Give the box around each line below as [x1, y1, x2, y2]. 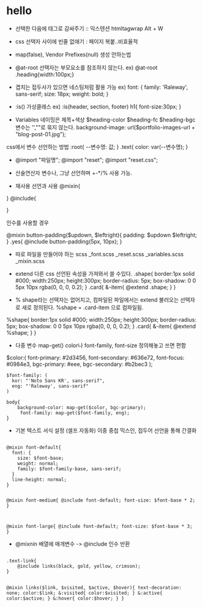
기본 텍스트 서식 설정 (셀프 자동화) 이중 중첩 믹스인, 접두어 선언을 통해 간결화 [15, 427, 197, 434]
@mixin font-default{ [6, 444, 62, 451]
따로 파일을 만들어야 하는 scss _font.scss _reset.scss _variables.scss [15, 250, 184, 258]
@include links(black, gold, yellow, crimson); [17, 563, 141, 569]
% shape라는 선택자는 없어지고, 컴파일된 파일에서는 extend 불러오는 [15, 296, 179, 303]
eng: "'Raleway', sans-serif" [12, 383, 89, 389]
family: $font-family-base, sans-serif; [17, 465, 122, 472]
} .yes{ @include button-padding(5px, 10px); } [6, 237, 122, 245]
